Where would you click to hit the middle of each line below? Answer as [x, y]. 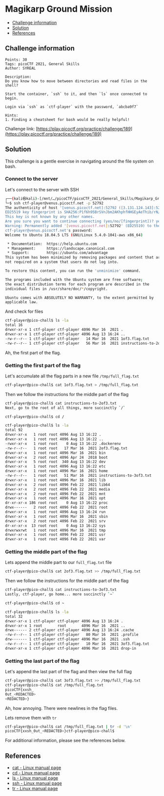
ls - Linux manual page [35, 778]
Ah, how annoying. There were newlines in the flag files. [61, 708]
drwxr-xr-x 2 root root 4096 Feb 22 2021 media [58, 489]
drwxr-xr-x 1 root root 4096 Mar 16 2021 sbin [57, 516]
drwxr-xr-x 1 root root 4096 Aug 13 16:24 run [55, 512]
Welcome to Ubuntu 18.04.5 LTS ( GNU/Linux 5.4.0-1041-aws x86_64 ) [74, 235]
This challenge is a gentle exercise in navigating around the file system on [79, 161]
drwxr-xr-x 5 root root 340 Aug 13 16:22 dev [55, 462]
